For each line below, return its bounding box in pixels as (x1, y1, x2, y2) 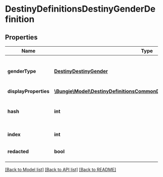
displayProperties (7, 88, 49, 94)
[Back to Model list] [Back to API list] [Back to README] (5, 167, 116, 172)
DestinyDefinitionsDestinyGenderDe (5, 3, 156, 15)
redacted (7, 148, 29, 155)
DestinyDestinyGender (54, 68, 108, 74)
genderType (7, 68, 36, 74)
